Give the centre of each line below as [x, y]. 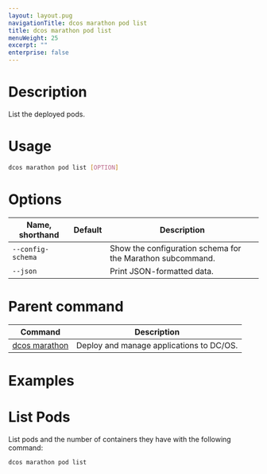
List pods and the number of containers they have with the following [120, 439]
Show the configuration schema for [176, 248]
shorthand [39, 234]
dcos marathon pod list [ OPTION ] [64, 167]
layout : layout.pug [41, 16]
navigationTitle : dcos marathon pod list [78, 23]
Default [88, 229]
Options [35, 199]
